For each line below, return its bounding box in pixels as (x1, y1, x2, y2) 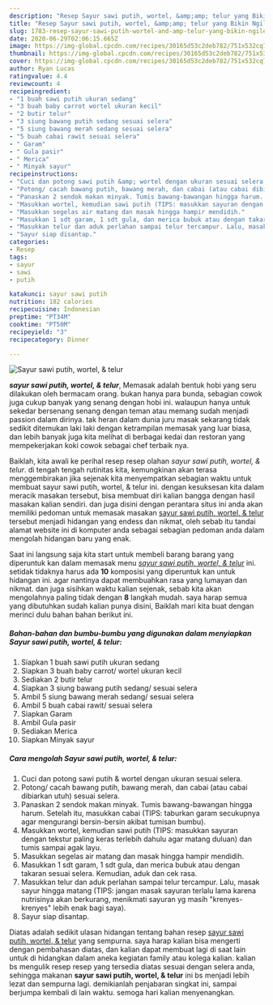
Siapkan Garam (20, 709, 73, 719)
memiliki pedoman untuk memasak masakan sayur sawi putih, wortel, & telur (9, 508, 264, 518)
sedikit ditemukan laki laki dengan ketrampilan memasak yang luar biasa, (9, 423, 252, 434)
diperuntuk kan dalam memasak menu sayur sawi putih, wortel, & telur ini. (9, 558, 257, 568)
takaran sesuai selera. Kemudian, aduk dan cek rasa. (20, 869, 198, 879)
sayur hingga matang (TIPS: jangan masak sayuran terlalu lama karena (20, 886, 257, 896)
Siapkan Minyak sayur (20, 735, 96, 745)
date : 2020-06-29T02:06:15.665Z (9, 34, 118, 43)
